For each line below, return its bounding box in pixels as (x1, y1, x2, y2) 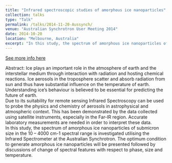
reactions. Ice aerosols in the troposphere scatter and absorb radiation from (5, 75, 165, 82)
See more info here (5, 55, 46, 61)
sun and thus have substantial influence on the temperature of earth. (5, 81, 150, 87)
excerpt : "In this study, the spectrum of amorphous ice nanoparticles (5, 41, 161, 46)
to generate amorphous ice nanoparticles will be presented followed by (5, 141, 156, 147)
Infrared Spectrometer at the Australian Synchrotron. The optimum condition (5, 135, 166, 141)
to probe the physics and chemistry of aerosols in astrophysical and (5, 103, 148, 109)
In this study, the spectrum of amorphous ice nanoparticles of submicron (5, 125, 159, 131)
